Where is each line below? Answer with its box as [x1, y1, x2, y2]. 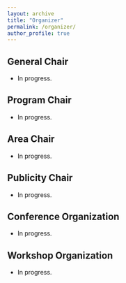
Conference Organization [7, 210, 120, 222]
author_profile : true [7, 29, 70, 37]
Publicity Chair [7, 172, 73, 184]
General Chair [7, 55, 69, 67]
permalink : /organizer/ [7, 23, 77, 30]
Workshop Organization [7, 249, 113, 261]
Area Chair [7, 133, 55, 145]
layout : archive [7, 10, 54, 17]
